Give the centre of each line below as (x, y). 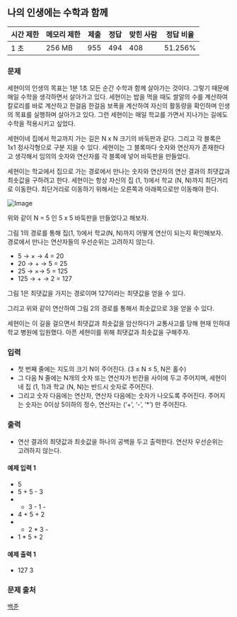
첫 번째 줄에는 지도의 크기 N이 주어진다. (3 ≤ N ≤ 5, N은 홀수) (102, 369)
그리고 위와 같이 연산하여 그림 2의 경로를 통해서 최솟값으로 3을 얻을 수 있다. (111, 308)
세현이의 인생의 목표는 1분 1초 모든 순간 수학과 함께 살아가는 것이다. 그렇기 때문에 (118, 88)
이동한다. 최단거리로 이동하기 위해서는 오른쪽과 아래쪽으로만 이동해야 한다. (117, 189)
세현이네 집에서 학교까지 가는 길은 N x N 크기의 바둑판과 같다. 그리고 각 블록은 (114, 139)
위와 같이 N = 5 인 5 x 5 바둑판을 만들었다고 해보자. (78, 218)
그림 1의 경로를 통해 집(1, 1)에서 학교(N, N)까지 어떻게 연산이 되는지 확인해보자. (115, 233)
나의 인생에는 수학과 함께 (58, 13)
